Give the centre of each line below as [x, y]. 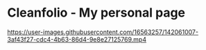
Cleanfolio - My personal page [96, 13]
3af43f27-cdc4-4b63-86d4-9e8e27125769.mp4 [77, 39]
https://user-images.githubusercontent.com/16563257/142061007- [103, 32]
